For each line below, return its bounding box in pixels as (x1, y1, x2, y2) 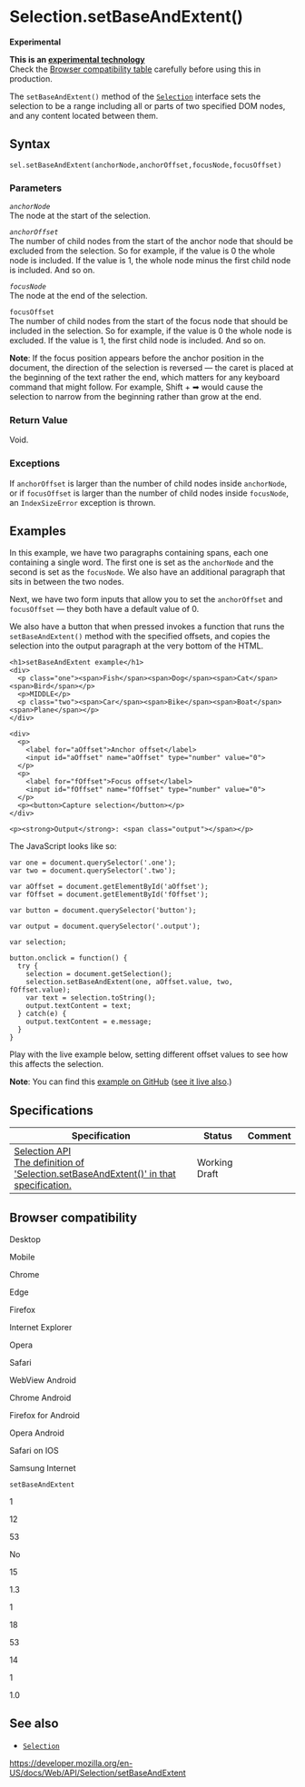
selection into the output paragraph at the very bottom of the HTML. (9, 640, 264, 651)
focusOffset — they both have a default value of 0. (9, 604, 200, 615)
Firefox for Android (9, 1410, 80, 1421)
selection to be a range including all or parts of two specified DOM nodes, (9, 100, 286, 111)
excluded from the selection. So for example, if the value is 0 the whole (9, 245, 275, 256)
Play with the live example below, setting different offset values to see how (9, 1049, 289, 1060)
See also (9, 1716, 59, 1732)
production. (9, 73, 53, 84)
